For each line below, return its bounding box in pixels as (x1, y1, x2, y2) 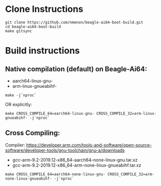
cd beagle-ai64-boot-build (5, 24, 61, 29)
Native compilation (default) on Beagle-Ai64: (5, 64, 148, 73)
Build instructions (5, 45, 80, 57)
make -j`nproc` (5, 93, 37, 98)
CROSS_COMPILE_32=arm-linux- (96, 111, 157, 116)
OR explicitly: (5, 101, 32, 107)
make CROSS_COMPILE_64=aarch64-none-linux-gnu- (5, 172, 106, 177)
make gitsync (5, 28, 32, 33)
